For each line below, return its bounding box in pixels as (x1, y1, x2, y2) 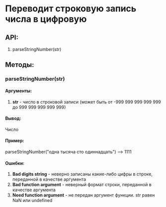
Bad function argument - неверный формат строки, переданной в (12, 182, 152, 188)
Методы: (5, 60, 34, 69)
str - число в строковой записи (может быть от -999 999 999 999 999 (12, 99, 161, 104)
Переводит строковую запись (5, 3, 137, 14)
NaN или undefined (12, 198, 53, 204)
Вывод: (5, 115, 21, 121)
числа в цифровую (5, 13, 87, 25)
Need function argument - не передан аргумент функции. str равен (12, 192, 155, 198)
